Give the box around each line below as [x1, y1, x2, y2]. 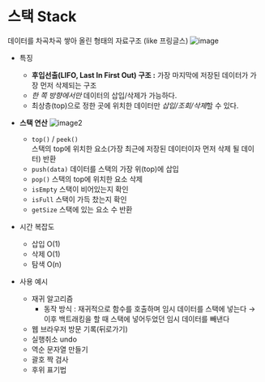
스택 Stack [7, 7, 77, 26]
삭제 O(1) [31, 249, 61, 259]
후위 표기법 [31, 364, 66, 374]
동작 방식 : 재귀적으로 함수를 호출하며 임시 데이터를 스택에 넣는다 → [43, 303, 256, 313]
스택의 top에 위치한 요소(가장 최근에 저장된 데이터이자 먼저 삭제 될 [31, 144, 240, 153]
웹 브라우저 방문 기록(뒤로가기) [31, 324, 129, 333]
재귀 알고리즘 [31, 294, 74, 303]
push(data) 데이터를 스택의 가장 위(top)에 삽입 [31, 164, 179, 174]
